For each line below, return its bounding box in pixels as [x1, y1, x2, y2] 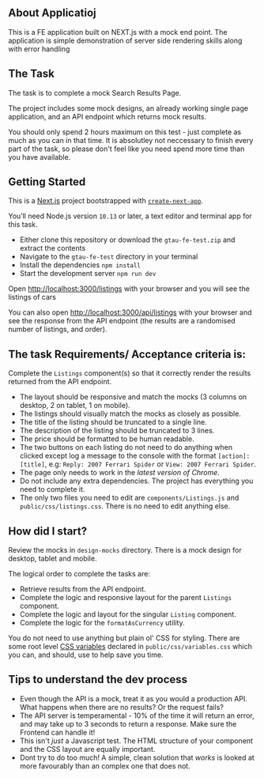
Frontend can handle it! [19, 727, 96, 737]
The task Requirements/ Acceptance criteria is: [8, 347, 247, 361]
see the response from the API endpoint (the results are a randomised [8, 316, 236, 326]
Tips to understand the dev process [8, 673, 188, 686]
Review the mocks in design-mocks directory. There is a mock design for [8, 546, 243, 555]
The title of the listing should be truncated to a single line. [19, 417, 208, 427]
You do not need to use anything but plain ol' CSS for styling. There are [8, 633, 240, 643]
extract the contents [19, 244, 86, 253]
